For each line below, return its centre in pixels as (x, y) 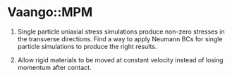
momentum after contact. (54, 67)
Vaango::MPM (50, 12)
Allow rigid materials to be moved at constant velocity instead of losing (120, 59)
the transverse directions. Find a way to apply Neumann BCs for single (120, 38)
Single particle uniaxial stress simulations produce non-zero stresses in (121, 31)
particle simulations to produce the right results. (87, 46)
